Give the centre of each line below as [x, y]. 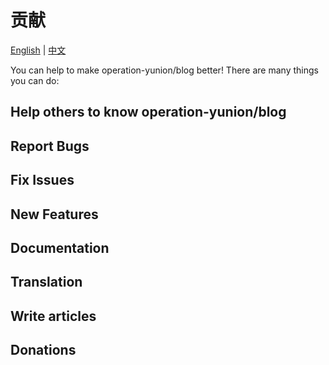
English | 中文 [38, 50]
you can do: [35, 80]
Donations [43, 350]
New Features [54, 214]
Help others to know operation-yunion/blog [148, 112]
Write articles [53, 316]
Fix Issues [42, 180]
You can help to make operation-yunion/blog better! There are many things [164, 70]
